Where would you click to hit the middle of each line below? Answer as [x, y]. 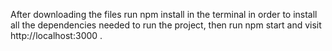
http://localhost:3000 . [56, 35]
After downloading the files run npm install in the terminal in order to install [164, 14]
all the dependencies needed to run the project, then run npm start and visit [166, 25]
